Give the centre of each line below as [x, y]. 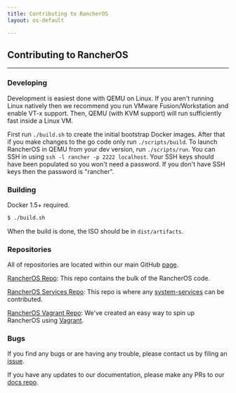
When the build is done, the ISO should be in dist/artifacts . [96, 231]
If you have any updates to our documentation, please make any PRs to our [116, 375]
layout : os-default [36, 20]
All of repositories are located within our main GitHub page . [93, 265]
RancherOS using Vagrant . [46, 321]
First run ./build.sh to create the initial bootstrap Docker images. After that [116, 134]
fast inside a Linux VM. [40, 121]
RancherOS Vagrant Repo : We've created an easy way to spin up [101, 313]
